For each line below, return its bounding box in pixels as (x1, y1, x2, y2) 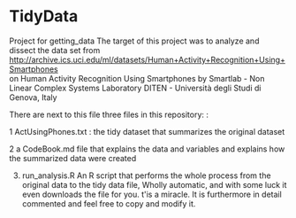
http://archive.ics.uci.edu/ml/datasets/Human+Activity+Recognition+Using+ (9, 54, 285, 65)
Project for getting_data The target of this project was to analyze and (9, 35, 260, 46)
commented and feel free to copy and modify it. (21, 198, 196, 209)
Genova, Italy (9, 91, 57, 103)
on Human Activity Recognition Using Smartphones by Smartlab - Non (9, 73, 265, 83)
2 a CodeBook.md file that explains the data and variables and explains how (9, 144, 285, 154)
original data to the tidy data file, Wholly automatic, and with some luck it (21, 179, 287, 190)
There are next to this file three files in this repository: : (9, 109, 209, 120)
